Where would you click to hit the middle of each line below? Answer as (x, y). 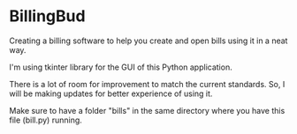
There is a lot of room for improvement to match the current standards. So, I (147, 84)
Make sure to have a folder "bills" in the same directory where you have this (147, 110)
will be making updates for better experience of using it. (111, 93)
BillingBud (47, 16)
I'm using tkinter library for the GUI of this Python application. (121, 67)
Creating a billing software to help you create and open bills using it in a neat (148, 41)
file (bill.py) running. (46, 120)
